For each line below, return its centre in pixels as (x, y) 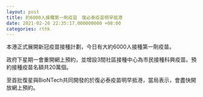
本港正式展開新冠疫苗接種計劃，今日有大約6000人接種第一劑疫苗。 (91, 47)
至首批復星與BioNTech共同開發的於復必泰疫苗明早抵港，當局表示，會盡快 (98, 80)
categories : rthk (28, 29)
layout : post (23, 12)
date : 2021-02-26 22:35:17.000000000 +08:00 (64, 23)
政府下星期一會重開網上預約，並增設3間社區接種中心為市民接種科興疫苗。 (99, 60)
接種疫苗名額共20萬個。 (41, 67)
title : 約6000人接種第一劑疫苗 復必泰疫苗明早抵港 (65, 18)
